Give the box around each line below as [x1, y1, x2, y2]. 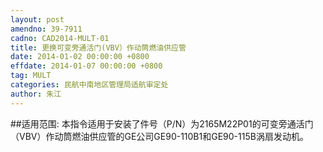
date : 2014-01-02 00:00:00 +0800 [10, 52, 150, 62]
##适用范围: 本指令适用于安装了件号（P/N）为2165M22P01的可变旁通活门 [10, 117, 314, 130]
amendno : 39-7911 [10, 24, 83, 34]
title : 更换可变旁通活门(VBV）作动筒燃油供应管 [10, 42, 187, 53]
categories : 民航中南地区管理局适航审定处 [10, 80, 169, 90]
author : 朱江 [10, 89, 62, 99]
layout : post [10, 14, 65, 25]
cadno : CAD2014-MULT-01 [10, 33, 110, 43]
